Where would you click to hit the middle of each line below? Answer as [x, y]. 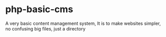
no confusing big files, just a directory [45, 28]
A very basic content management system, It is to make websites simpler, [83, 23]
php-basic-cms [39, 9]
